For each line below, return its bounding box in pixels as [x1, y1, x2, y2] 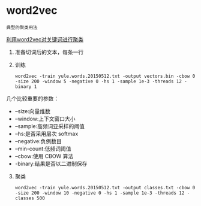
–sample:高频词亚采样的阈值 [14, 122, 85, 129]
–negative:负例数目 [14, 137, 62, 144]
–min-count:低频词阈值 [14, 145, 71, 152]
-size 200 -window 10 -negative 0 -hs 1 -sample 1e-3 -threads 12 [14, 190, 185, 196]
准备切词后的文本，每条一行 [14, 49, 84, 56]
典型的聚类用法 [6, 25, 38, 31]
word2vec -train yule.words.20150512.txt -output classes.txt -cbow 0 [14, 184, 196, 190]
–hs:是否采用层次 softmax [14, 130, 79, 137]
